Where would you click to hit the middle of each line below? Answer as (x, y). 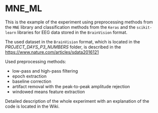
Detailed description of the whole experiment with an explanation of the (77, 101)
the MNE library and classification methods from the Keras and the (70, 27)
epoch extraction (29, 76)
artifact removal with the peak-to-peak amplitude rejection (71, 86)
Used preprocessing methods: (36, 61)
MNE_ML (24, 9)
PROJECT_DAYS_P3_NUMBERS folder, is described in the (63, 47)
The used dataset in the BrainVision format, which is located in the (73, 41)
